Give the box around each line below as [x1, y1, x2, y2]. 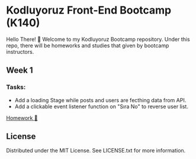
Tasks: [6, 83, 26, 92]
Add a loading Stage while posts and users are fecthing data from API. [14, 96, 187, 103]
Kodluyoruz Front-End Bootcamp [6, 4, 172, 17]
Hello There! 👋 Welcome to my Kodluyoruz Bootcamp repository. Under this [6, 35, 191, 43]
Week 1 [6, 66, 33, 76]
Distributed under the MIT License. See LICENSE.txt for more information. [6, 147, 186, 154]
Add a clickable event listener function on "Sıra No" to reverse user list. [14, 103, 188, 110]
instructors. [6, 48, 34, 55]
